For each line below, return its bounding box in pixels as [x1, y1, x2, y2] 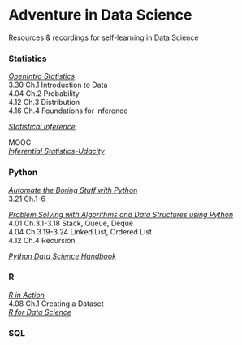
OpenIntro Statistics [8, 72, 76, 81]
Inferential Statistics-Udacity [8, 146, 106, 156]
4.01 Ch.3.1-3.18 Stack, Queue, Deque [8, 218, 134, 228]
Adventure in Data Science [8, 6, 192, 24]
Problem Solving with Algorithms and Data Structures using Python [8, 209, 234, 219]
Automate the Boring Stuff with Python [8, 185, 138, 194]
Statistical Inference [8, 122, 76, 132]
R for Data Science [8, 307, 71, 317]
